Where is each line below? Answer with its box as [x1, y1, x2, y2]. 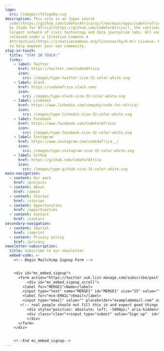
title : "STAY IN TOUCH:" [9, 52, 60, 58]
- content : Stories [9, 194, 49, 199]
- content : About [9, 185, 45, 189]
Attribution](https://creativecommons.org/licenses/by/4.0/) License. [9, 39, 156, 44]
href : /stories [14, 198, 45, 203]
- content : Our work [9, 176, 51, 181]
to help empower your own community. [9, 44, 86, 48]
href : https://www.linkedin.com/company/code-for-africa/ [18, 103, 139, 108]
